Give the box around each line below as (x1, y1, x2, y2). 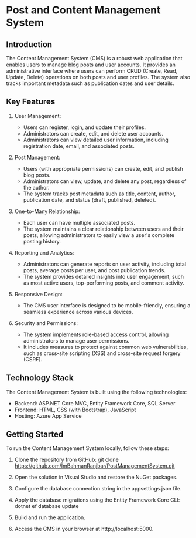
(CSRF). (23, 356, 43, 363)
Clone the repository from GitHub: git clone (14, 456, 119, 463)
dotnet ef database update (14, 503, 79, 510)
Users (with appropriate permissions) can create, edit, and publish (23, 165, 183, 172)
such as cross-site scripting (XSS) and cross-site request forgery (23, 350, 181, 357)
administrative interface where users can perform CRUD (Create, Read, (6, 67, 178, 74)
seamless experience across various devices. (23, 308, 133, 315)
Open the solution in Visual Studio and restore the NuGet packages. (14, 473, 178, 481)
